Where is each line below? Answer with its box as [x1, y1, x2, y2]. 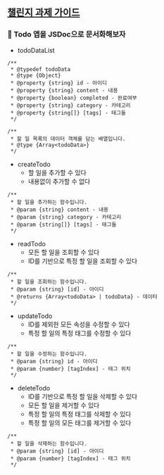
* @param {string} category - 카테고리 [10, 213, 122, 220]
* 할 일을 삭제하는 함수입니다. [10, 440, 88, 447]
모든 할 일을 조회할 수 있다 [27, 248, 100, 256]
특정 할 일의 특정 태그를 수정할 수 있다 [27, 329, 132, 337]
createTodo [17, 160, 51, 168]
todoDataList [17, 46, 55, 54]
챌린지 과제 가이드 [7, 6, 80, 19]
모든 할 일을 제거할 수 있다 [27, 400, 100, 410]
